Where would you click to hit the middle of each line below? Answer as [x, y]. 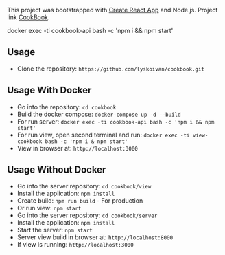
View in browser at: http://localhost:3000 [78, 148]
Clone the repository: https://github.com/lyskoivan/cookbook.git [110, 69]
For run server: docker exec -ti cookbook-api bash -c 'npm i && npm [116, 121]
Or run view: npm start [49, 208]
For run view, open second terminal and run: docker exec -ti [103, 135]
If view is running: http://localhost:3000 [75, 245]
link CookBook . [28, 17]
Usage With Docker [49, 90]
